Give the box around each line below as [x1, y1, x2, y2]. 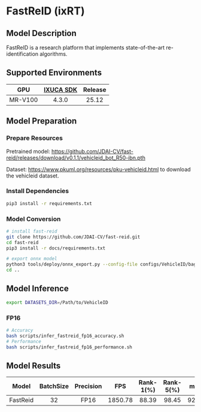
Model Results [6, 360, 61, 371]
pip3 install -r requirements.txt [6, 200, 93, 206]
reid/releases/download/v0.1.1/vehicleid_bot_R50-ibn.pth [6, 154, 145, 161]
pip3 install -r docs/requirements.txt [6, 245, 106, 251]
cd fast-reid [6, 239, 39, 245]
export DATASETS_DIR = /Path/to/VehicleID [6, 299, 109, 305]
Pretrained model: [6, 148, 51, 155]
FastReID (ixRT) [6, 4, 85, 18]
